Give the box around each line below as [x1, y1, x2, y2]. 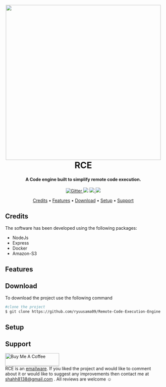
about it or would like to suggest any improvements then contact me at [5, 371, 149, 377]
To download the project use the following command [5, 295, 113, 301]
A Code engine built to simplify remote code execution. [25, 176, 141, 182]
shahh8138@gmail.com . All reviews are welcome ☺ [5, 376, 112, 382]
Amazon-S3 [12, 251, 37, 257]
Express [12, 240, 29, 246]
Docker [12, 245, 28, 252]
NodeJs [12, 235, 29, 241]
